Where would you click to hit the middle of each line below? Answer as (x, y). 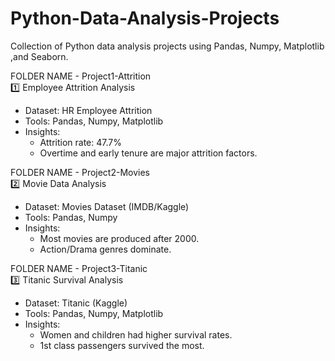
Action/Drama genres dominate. (105, 249)
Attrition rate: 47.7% (80, 142)
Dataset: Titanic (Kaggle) (76, 303)
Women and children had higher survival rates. (136, 334)
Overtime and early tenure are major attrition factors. (148, 153)
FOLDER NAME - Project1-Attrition (81, 76)
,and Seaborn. (39, 56)
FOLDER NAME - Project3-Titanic (79, 268)
